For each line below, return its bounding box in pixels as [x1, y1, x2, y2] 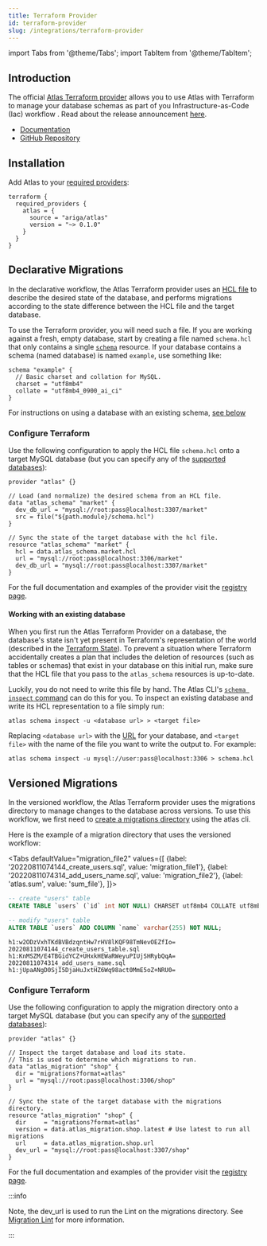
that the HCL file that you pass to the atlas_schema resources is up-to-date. [8, 670, 255, 679]
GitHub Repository [19, 133, 81, 143]
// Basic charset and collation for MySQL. [15, 373, 161, 381]
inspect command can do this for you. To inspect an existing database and [8, 693, 253, 703]
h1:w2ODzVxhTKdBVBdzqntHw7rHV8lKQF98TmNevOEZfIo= [8, 938, 176, 946]
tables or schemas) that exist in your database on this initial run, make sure [8, 661, 253, 670]
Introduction [8, 71, 72, 84]
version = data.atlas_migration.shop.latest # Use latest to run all [15, 1125, 250, 1133]
